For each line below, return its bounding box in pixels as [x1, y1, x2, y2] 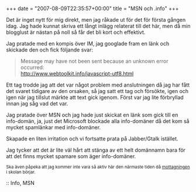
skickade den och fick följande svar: [6, 46, 94, 53]
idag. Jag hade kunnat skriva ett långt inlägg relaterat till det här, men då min [6, 23, 191, 29]
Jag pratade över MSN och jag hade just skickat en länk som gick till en [6, 111, 178, 118]
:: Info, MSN [6, 180, 35, 186]
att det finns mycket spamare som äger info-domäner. [6, 153, 136, 160]
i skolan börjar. [6, 169, 36, 175]
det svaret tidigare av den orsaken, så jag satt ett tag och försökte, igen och [6, 88, 189, 94]
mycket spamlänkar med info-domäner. [6, 124, 101, 131]
